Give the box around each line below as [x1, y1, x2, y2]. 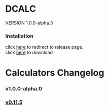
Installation [5, 32, 34, 40]
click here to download [5, 49, 53, 56]
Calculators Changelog [5, 67, 104, 79]
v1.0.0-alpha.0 [5, 85, 43, 92]
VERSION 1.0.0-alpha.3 [5, 20, 53, 26]
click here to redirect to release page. [5, 44, 84, 50]
